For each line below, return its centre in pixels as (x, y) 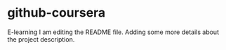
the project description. (41, 39)
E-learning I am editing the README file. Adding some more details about (113, 32)
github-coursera (56, 13)
